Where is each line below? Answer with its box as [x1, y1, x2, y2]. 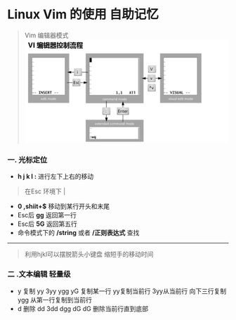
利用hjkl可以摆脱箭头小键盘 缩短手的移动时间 [24, 250, 154, 259]
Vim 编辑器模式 [24, 31, 69, 39]
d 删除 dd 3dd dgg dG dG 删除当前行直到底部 [17, 304, 149, 313]
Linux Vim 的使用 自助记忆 [7, 6, 159, 23]
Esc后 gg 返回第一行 [17, 211, 77, 219]
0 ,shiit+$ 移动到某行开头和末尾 [17, 202, 110, 211]
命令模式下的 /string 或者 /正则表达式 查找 [17, 229, 140, 237]
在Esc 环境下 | [24, 187, 66, 196]
